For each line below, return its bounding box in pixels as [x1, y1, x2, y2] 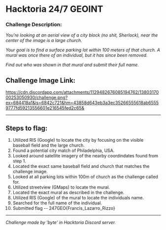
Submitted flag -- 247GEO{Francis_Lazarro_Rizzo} [12, 205, 115, 211]
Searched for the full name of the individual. [12, 200, 102, 206]
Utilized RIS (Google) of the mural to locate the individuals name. [12, 195, 144, 201]
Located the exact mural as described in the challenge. [12, 190, 125, 195]
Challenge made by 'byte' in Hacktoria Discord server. [5, 220, 116, 226]
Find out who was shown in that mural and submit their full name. [5, 62, 139, 68]
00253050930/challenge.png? [5, 95, 68, 101]
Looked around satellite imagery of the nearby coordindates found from [12, 153, 159, 159]
